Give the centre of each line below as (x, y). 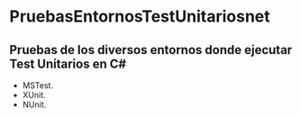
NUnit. (34, 104)
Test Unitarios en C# (68, 63)
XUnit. (34, 95)
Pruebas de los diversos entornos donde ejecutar (151, 50)
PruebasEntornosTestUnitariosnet (140, 17)
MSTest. (38, 85)
